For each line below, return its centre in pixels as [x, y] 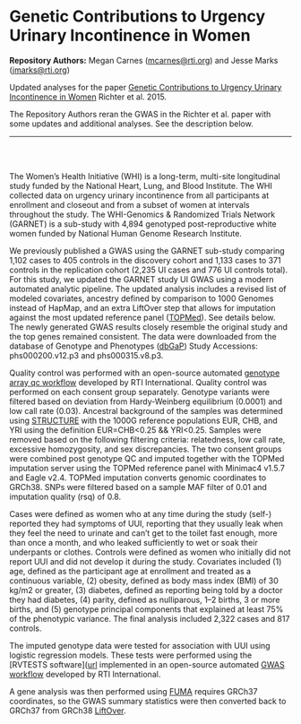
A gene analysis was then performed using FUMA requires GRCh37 [133, 691]
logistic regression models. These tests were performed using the [131, 655]
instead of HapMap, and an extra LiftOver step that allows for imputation [142, 307]
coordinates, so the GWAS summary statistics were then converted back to [148, 701]
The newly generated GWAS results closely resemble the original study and [149, 327]
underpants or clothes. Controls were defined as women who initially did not [150, 552]
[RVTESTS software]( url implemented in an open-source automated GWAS [147, 664]
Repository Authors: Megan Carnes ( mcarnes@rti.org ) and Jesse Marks [144, 60]
